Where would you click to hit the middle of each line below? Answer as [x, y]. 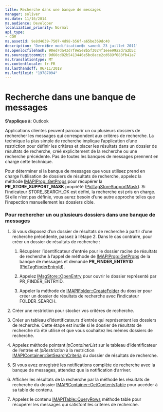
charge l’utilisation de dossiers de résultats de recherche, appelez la [73, 176]
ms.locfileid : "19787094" [31, 73]
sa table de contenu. [33, 390]
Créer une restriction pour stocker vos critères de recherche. [73, 311]
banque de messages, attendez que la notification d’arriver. [72, 370]
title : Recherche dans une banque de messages [53, 10]
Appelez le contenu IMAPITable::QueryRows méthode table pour [77, 399]
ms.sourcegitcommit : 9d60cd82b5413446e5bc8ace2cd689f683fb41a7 [71, 55]
